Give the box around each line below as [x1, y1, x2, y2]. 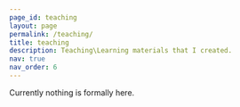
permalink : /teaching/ [9, 29, 93, 38]
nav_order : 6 [9, 63, 58, 72]
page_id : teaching [9, 12, 77, 22]
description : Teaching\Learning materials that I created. [9, 46, 233, 55]
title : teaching [9, 37, 69, 47]
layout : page [9, 21, 58, 30]
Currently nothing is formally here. [9, 86, 135, 98]
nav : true [9, 54, 46, 63]
